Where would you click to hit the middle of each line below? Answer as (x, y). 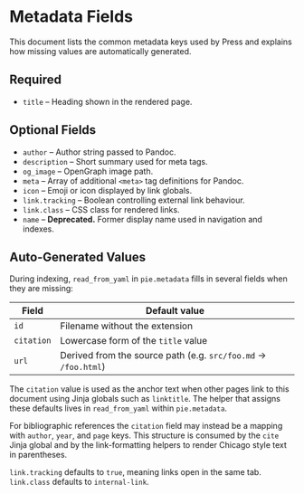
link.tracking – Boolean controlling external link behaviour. (134, 200)
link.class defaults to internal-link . (79, 482)
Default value (175, 311)
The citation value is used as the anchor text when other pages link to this (149, 389)
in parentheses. (38, 455)
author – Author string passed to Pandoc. (99, 152)
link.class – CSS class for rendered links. (101, 209)
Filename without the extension (126, 326)
